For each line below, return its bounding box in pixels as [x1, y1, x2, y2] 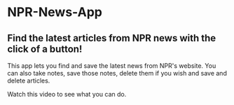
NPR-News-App [7, 4, 103, 20]
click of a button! [7, 43, 83, 55]
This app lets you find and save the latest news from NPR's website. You [7, 62, 216, 70]
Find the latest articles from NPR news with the [7, 32, 216, 44]
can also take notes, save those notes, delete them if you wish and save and [7, 69, 228, 77]
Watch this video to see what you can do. [7, 90, 127, 98]
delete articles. [7, 76, 50, 85]
